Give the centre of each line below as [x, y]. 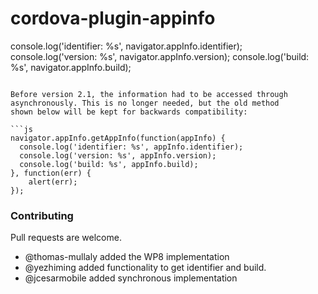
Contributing [42, 215]
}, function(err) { [51, 173]
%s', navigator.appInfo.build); [71, 67]
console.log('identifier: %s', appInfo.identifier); [131, 147]
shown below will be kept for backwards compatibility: [129, 112]
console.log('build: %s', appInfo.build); [109, 164]
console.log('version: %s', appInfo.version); [118, 155]
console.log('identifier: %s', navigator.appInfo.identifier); [126, 46]
